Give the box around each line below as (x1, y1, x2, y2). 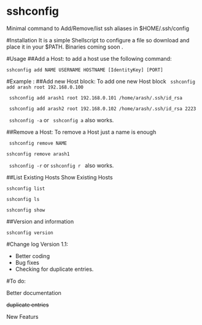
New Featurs (6, 313, 39, 320)
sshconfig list (6, 186, 45, 192)
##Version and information (6, 217, 74, 225)
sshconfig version (6, 229, 53, 236)
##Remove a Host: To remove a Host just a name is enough (6, 128, 157, 136)
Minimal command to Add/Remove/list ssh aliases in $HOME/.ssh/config (6, 25, 189, 32)
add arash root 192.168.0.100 (6, 84, 84, 90)
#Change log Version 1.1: (6, 240, 69, 248)
